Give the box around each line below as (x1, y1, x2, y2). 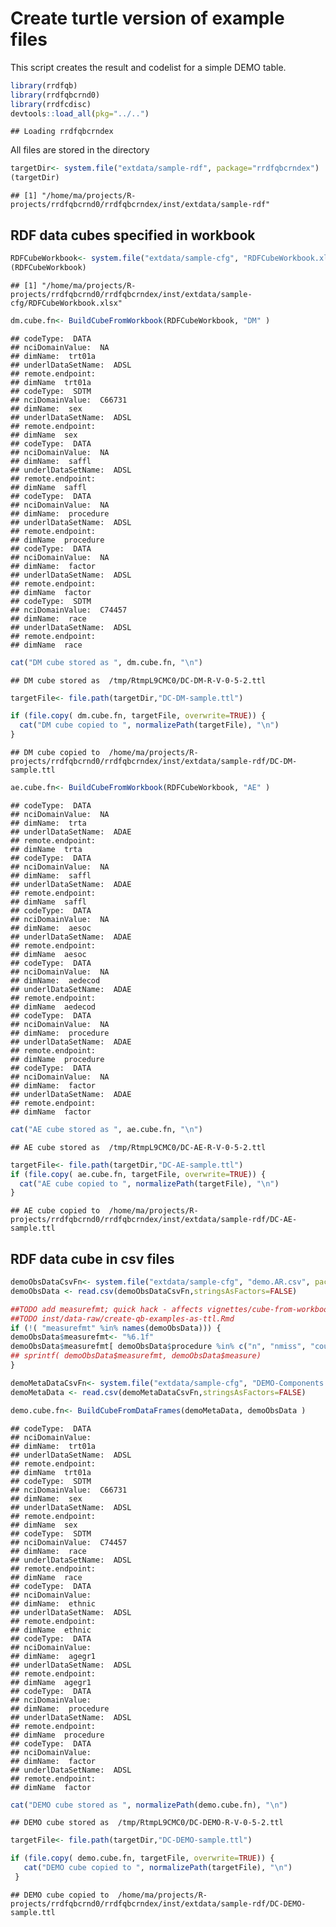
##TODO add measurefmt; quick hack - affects (10, 1304, 203, 1314)
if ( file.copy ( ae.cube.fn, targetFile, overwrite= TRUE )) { (10, 1169, 267, 1179)
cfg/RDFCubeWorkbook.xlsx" (10, 298, 123, 308)
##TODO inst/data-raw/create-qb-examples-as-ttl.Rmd (10, 1313, 235, 1324)
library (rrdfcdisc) (10, 99, 92, 109)
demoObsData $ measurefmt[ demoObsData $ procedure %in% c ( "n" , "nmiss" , (10, 1342, 307, 1352)
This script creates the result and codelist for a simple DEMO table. (10, 61, 287, 73)
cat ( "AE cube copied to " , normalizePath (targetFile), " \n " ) (19, 1178, 280, 1189)
